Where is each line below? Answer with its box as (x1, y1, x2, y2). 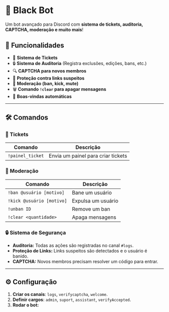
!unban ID (8, 206, 31, 212)
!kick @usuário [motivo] (8, 198, 67, 204)
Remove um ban (72, 205, 111, 212)
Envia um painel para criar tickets (48, 152, 127, 159)
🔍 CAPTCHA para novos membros (12, 68, 87, 74)
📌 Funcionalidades (5, 41, 64, 50)
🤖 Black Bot (5, 5, 54, 16)
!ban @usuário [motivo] (8, 190, 65, 196)
